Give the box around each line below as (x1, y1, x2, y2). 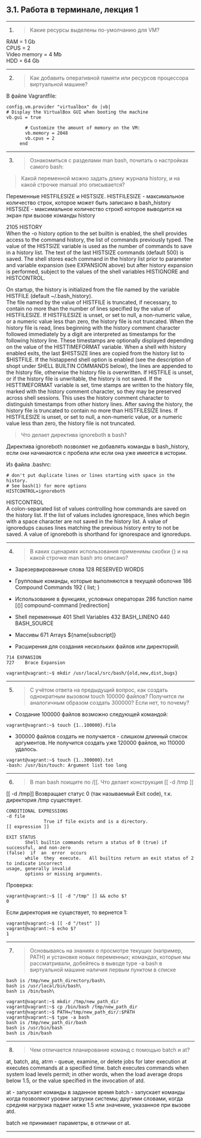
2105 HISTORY (6, 223, 42, 230)
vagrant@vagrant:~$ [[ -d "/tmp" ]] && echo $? (6, 893, 127, 899)
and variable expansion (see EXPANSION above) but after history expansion (6, 261, 193, 268)
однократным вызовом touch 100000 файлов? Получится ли (29, 692, 184, 700)
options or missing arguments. (25, 871, 103, 877)
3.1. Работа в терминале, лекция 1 (6, 5, 139, 15)
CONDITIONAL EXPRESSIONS (6, 808, 68, 814)
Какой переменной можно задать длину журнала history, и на (20, 174, 181, 182)
